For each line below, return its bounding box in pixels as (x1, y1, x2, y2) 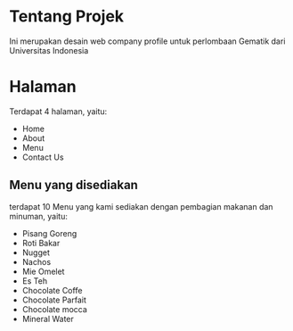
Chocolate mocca (21, 303, 87, 314)
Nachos (21, 256, 52, 267)
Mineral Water (21, 313, 74, 324)
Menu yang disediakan (9, 178, 138, 193)
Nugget (21, 247, 51, 258)
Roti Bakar (21, 237, 61, 248)
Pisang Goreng (21, 228, 77, 238)
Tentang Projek (9, 6, 125, 27)
